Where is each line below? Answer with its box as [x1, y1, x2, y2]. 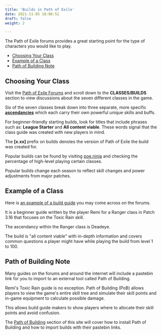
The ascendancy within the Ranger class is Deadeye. [5, 223, 110, 229]
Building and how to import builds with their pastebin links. [5, 324, 122, 330]
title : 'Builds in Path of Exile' [5, 7, 75, 12]
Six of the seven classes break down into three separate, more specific [5, 105, 147, 111]
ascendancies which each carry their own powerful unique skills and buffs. [5, 110, 156, 115]
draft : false [5, 16, 31, 21]
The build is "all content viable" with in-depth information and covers [5, 233, 142, 239]
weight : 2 [5, 20, 25, 26]
